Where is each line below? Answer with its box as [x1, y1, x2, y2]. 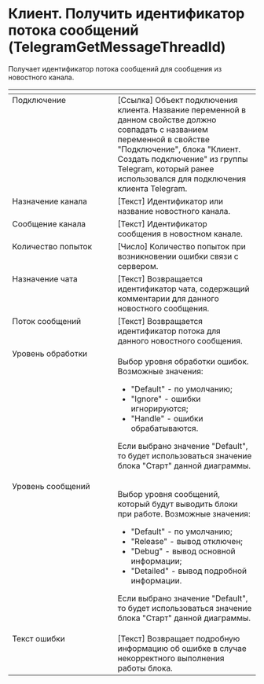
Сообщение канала [12, 218, 86, 229]
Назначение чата [12, 273, 78, 284]
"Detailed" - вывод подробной [130, 565, 247, 576]
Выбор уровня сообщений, [117, 488, 221, 499]
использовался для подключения [117, 173, 246, 184]
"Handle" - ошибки [130, 413, 203, 424]
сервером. [117, 260, 159, 271]
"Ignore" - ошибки [130, 393, 201, 404]
